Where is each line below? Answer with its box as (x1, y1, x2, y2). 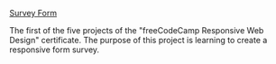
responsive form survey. (9, 44, 100, 55)
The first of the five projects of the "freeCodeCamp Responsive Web (9, 25, 264, 35)
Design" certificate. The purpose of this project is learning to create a (9, 35, 268, 45)
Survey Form (9, 8, 57, 18)
